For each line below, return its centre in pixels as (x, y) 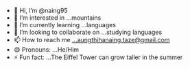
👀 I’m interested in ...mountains (57, 18)
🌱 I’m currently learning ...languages (65, 25)
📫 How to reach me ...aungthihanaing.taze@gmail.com (92, 40)
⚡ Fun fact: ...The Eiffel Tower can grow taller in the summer (98, 57)
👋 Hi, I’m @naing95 (40, 11)
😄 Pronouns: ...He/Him (46, 50)
